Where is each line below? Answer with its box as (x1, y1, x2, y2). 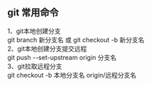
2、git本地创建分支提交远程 (7, 44, 87, 53)
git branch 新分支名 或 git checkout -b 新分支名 (7, 35, 145, 44)
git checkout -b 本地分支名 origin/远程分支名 (7, 70, 137, 79)
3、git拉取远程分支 (7, 62, 62, 70)
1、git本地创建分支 (7, 27, 62, 35)
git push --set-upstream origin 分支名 (7, 53, 117, 61)
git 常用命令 (7, 6, 59, 19)
